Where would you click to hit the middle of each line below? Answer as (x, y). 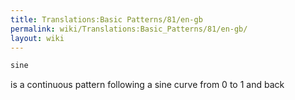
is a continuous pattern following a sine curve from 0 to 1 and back (147, 85)
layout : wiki (37, 38)
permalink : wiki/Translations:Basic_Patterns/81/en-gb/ (129, 29)
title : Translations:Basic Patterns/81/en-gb (106, 19)
